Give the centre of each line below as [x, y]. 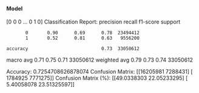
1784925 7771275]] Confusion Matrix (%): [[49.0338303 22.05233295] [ [97, 78]
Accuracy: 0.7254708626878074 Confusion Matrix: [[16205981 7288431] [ [99, 72]
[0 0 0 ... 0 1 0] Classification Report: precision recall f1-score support [93, 22]
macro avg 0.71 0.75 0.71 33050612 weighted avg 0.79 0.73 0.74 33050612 [99, 60]
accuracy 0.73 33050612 [73, 49]
